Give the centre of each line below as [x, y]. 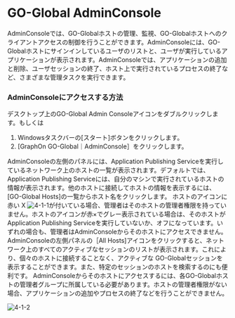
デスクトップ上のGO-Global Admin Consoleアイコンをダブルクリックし [110, 114]
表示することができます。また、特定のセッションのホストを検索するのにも [115, 267]
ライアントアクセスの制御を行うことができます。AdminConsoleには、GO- [114, 42]
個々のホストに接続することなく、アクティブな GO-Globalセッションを [121, 258]
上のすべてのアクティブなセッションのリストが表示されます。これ [120, 249]
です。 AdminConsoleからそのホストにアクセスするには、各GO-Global [115, 276]
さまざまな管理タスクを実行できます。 [74, 77]
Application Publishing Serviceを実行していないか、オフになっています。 [112, 223]
